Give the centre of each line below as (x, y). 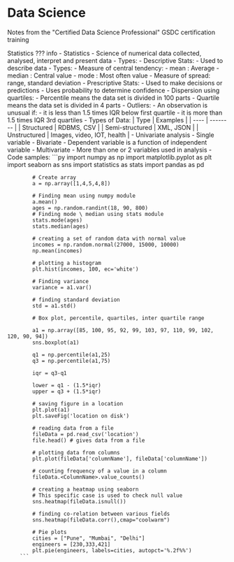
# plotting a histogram (67, 263)
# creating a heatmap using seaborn (86, 489)
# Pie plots (50, 532)
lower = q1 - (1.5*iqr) (67, 385)
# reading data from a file (73, 428)
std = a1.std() (54, 305)
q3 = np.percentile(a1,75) (72, 361)
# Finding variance (61, 281)
